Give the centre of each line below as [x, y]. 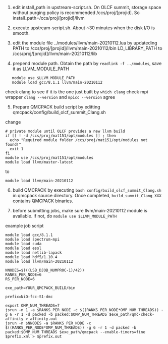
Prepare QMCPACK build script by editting [56, 107]
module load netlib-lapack [34, 253]
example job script [24, 226]
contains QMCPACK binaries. [43, 201]
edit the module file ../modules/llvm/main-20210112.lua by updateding [85, 43]
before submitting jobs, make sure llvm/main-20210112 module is [80, 211]
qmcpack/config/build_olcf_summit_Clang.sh [59, 112]
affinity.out [44, 319]
